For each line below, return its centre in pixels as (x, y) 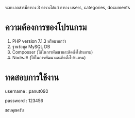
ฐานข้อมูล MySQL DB (31, 47)
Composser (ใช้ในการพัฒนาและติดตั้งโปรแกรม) (52, 52)
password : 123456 (24, 101)
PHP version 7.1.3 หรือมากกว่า (39, 41)
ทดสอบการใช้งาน (32, 77)
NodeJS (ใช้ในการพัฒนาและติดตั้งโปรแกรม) (49, 57)
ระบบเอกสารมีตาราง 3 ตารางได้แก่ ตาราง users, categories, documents (67, 8)
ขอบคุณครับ (15, 110)
